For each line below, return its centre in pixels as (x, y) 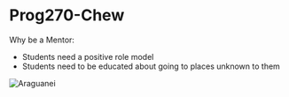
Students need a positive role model (88, 56)
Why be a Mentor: (42, 40)
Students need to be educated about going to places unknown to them (151, 66)
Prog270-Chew (67, 15)
